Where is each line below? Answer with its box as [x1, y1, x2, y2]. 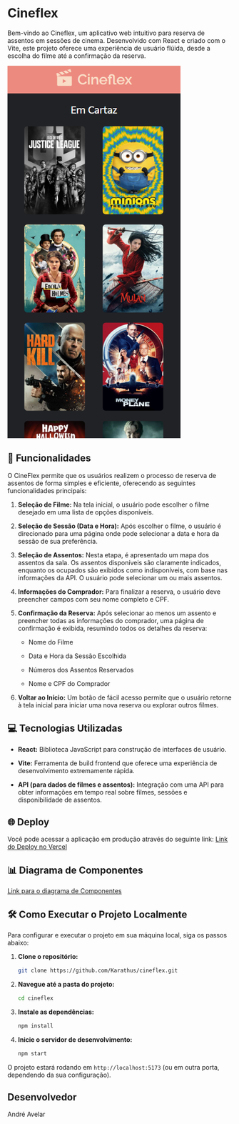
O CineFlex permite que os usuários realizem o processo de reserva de [7, 471, 216, 479]
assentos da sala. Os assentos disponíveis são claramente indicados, [17, 558, 221, 567]
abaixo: [7, 938, 29, 947]
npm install [17, 1022, 54, 1030]
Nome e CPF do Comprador [28, 679, 111, 687]
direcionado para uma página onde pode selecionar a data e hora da [17, 529, 220, 537]
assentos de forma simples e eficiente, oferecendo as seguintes [7, 479, 196, 487]
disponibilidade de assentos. [17, 795, 102, 804]
